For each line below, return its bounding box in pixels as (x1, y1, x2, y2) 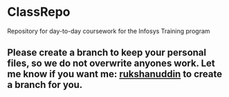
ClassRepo (7, 4, 71, 20)
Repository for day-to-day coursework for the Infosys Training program (7, 27, 210, 35)
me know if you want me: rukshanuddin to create (7, 68, 223, 80)
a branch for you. (7, 79, 83, 91)
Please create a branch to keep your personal (7, 47, 206, 58)
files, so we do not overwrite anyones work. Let (7, 58, 216, 69)
